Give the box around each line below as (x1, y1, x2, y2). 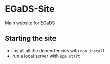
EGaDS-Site (5, 3, 55, 15)
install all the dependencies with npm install (12, 47, 105, 53)
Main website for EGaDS (5, 20, 56, 26)
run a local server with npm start (12, 53, 80, 59)
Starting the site (5, 34, 57, 43)
